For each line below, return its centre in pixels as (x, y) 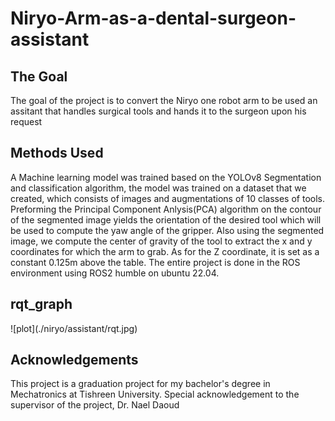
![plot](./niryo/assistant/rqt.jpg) (74, 328)
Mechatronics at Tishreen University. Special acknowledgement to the (155, 394)
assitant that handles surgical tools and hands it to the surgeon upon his (158, 111)
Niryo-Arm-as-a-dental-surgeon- (153, 18)
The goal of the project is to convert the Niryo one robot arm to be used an (164, 100)
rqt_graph (41, 304)
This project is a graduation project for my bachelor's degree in (140, 384)
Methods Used (57, 153)
